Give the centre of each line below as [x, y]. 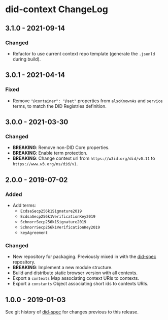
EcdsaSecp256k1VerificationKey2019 [58, 216]
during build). [27, 59]
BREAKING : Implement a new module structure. [62, 268]
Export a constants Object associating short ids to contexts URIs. [80, 284]
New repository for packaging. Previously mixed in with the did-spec [84, 257]
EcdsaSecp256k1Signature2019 [51, 211]
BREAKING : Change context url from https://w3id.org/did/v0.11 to [84, 158]
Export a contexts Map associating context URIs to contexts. [76, 278]
